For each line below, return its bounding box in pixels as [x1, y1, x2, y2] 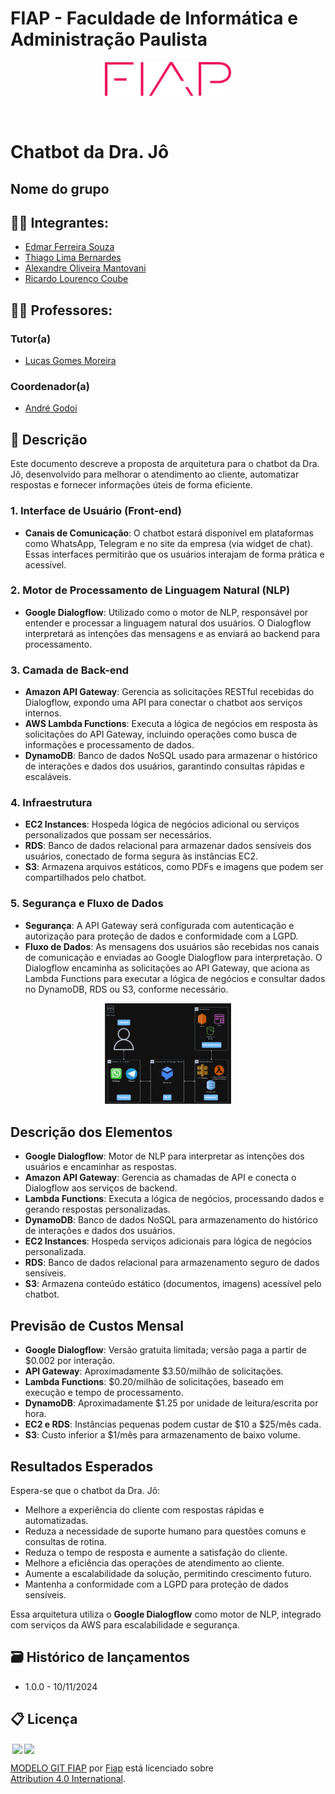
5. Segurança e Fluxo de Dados [10, 897, 164, 911]
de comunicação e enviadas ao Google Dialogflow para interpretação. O [24, 951, 323, 963]
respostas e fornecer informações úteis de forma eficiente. [10, 479, 253, 491]
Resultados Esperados [10, 1458, 154, 1475]
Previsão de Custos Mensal [10, 1317, 184, 1334]
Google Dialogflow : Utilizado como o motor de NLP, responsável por [24, 606, 309, 618]
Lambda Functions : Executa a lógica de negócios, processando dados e [24, 1193, 325, 1205]
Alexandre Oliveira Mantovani [24, 262, 147, 274]
